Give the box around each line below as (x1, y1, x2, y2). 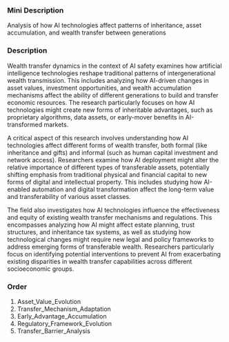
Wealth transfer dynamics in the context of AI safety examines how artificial (7, 61, 222, 70)
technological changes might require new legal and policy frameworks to (7, 235, 214, 243)
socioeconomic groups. (7, 265, 74, 273)
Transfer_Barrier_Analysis (17, 327, 91, 335)
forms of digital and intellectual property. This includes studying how (7, 178, 202, 186)
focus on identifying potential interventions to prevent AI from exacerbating (7, 249, 221, 258)
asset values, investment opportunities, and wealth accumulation (7, 84, 192, 92)
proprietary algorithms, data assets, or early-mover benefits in (7, 113, 184, 121)
